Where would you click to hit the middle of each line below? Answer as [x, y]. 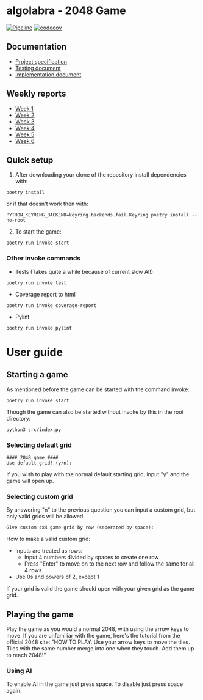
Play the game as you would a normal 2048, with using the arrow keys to [98, 629]
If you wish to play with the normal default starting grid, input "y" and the [98, 474]
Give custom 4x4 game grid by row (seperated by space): [80, 528]
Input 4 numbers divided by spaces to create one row [92, 558]
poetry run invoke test [37, 283]
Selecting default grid [39, 445]
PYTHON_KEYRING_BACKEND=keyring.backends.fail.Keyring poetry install [98, 215]
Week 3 [25, 121]
